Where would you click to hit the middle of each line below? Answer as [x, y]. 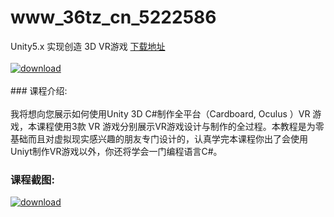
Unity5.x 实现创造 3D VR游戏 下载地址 [88, 46]
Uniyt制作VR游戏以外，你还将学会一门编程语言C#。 [116, 151]
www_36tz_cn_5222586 [113, 17]
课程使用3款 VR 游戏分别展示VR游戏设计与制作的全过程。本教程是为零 [180, 126]
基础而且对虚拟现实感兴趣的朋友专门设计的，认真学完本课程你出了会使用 [159, 138]
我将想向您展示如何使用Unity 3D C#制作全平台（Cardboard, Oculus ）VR [160, 113]
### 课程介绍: [39, 90]
